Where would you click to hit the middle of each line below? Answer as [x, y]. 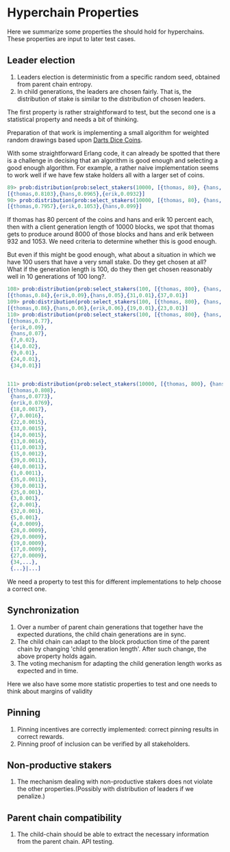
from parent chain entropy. [54, 84]
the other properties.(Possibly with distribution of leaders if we [105, 789]
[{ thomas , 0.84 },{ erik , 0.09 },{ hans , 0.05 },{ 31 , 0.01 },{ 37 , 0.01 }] [98, 296]
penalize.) [31, 797]
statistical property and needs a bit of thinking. [73, 119]
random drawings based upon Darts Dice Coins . [75, 140]
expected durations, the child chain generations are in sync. [101, 634]
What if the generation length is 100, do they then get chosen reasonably [110, 269]
